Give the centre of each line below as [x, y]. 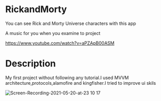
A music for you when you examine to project [53, 33]
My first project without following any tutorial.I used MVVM [67, 78]
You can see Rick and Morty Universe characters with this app [71, 23]
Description [31, 64]
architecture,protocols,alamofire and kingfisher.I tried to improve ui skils [81, 83]
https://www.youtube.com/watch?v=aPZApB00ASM [60, 43]
